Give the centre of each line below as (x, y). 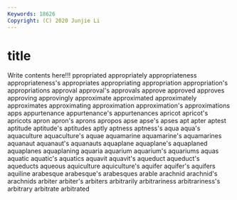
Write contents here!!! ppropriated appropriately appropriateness (102, 75)
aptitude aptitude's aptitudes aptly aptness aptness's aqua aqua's (104, 128)
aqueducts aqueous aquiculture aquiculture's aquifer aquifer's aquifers (111, 166)
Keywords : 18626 (31, 14)
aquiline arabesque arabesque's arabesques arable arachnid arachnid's (112, 174)
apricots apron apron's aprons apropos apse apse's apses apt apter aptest (117, 121)
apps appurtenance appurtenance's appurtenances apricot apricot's (108, 113)
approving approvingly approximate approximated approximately (102, 98)
